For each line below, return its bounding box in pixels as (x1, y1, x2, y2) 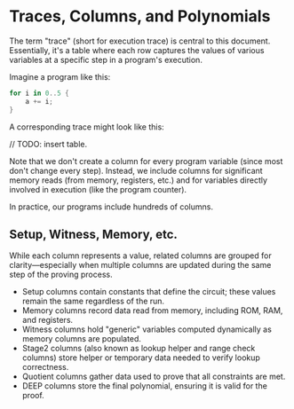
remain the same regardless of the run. (21, 295, 165, 307)
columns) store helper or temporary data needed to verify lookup (21, 352, 260, 363)
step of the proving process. (9, 269, 113, 280)
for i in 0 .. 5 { (9, 89, 69, 98)
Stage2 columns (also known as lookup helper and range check (21, 343, 256, 354)
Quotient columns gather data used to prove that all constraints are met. (21, 371, 286, 382)
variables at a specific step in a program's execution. (9, 54, 203, 65)
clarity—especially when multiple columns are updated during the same (9, 260, 272, 271)
